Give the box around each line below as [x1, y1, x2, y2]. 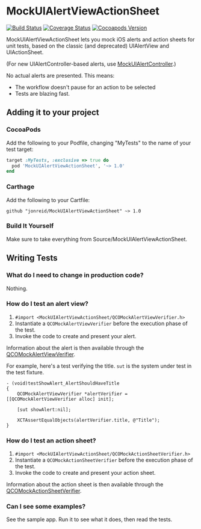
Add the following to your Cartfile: [6, 196, 90, 203]
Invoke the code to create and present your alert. [14, 332, 137, 339]
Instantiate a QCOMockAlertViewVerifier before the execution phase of [14, 320, 188, 327]
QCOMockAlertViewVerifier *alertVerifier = [17, 391, 128, 397]
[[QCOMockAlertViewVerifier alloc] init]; [6, 396, 114, 402]
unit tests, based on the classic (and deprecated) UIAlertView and [6, 42, 170, 49]
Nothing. [6, 285, 28, 292]
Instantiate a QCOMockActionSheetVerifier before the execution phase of [14, 456, 194, 464]
